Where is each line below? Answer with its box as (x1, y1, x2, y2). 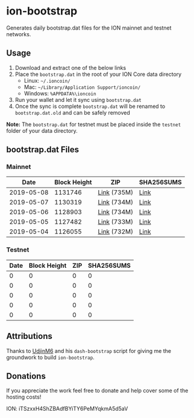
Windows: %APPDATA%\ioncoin (23, 89, 96, 97)
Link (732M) (98, 227, 134, 236)
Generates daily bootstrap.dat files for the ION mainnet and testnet (6, 24, 172, 31)
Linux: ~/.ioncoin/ (23, 77, 70, 84)
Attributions (6, 331, 53, 341)
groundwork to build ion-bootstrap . (6, 353, 95, 361)
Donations (6, 371, 46, 381)
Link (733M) (98, 218, 134, 226)
